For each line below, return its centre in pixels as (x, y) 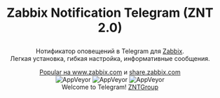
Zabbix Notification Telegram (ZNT (110, 13)
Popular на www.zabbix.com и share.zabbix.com (110, 72)
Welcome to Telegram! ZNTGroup (110, 87)
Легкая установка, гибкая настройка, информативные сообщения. (110, 59)
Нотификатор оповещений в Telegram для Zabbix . (110, 51)
